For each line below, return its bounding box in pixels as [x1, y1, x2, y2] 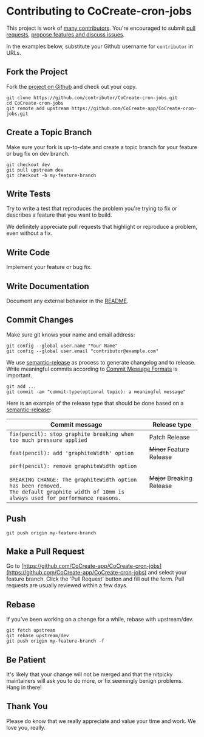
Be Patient [6, 654, 46, 665]
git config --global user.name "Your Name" [6, 343, 118, 349]
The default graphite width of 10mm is [9, 488, 124, 495]
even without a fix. [6, 229, 53, 237]
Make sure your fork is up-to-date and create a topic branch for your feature [6, 143, 197, 150]
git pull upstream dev [6, 167, 64, 173]
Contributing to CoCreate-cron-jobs [6, 4, 192, 18]
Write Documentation [6, 281, 89, 292]
